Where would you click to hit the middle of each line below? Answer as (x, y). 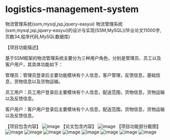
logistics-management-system (72, 9)
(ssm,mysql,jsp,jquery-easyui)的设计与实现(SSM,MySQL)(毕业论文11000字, (83, 30)
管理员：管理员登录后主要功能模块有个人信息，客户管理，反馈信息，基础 (80, 75)
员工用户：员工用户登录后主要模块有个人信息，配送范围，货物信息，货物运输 (85, 92)
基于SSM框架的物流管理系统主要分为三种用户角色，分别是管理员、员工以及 (83, 58)
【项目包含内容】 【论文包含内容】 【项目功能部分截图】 (83, 126)
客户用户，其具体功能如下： (34, 64)
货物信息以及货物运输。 (38, 81)
